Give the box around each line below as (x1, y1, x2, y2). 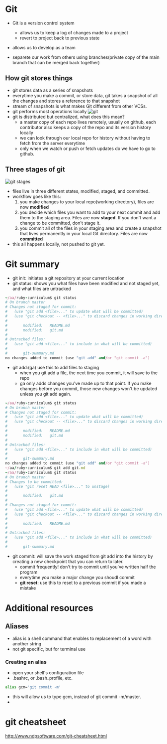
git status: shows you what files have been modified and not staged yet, (12, 280, 160, 286)
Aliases (5, 622, 29, 631)
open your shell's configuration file (12, 670, 84, 676)
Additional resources (5, 602, 93, 613)
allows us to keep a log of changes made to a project (19, 29, 128, 35)
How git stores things (5, 74, 73, 83)
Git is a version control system (12, 20, 75, 26)
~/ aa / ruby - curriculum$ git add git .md (5, 465, 85, 470)
